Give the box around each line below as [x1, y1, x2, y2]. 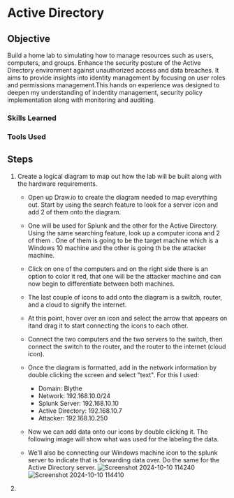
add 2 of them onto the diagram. [27, 207, 121, 216]
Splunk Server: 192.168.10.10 [38, 399, 119, 407]
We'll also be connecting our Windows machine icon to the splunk [27, 448, 218, 457]
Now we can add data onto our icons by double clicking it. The [27, 427, 208, 436]
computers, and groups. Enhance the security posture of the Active [7, 59, 201, 67]
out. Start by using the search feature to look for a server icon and [27, 200, 219, 209]
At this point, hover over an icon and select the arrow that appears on [27, 314, 228, 322]
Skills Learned [7, 113, 57, 123]
